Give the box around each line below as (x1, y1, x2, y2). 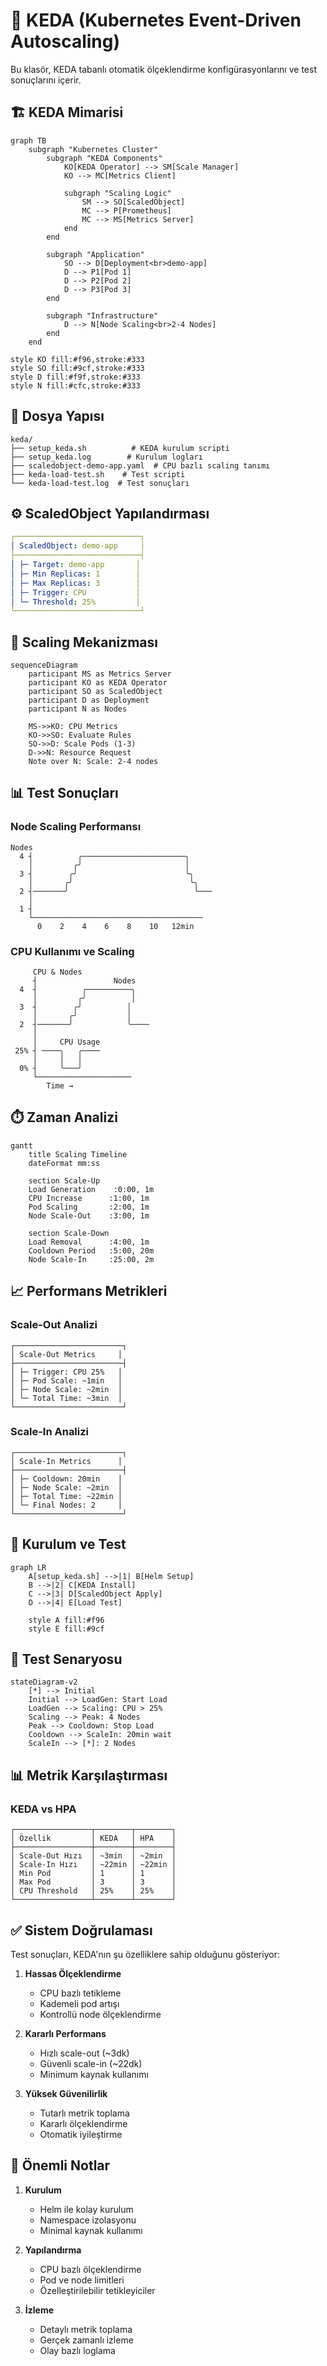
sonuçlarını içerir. (10, 74, 82, 86)
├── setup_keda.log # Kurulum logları (10, 452, 203, 462)
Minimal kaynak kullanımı (39, 2224, 143, 2236)
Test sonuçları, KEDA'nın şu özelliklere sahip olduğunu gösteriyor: (10, 1948, 280, 1960)
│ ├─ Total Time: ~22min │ (10, 1491, 123, 1501)
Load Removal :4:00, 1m (28, 1237, 150, 1247)
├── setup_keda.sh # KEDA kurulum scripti (10, 443, 230, 453)
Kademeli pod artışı (39, 1997, 120, 2009)
